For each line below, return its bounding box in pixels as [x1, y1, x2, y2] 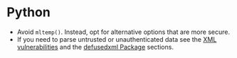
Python [6, 4, 51, 21]
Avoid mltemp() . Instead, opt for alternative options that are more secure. [16, 28, 231, 36]
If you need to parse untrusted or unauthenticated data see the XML [16, 35, 217, 43]
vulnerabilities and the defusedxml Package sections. [16, 42, 174, 51]
